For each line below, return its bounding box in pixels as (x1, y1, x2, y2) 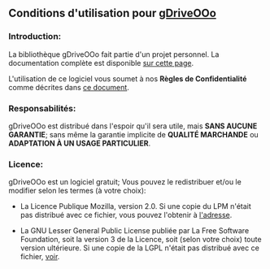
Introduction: (8, 31, 62, 42)
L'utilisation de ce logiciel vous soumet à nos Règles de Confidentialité (8, 73, 247, 84)
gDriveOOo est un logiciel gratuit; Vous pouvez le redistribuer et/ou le (8, 177, 242, 187)
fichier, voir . (20, 252, 60, 262)
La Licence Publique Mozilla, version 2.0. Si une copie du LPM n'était (20, 202, 252, 211)
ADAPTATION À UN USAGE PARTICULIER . (8, 138, 151, 148)
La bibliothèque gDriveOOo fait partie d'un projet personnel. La (8, 49, 220, 59)
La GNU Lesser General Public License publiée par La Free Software (20, 226, 250, 236)
